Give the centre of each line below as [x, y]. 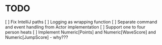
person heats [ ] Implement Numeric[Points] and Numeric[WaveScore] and [81, 32]
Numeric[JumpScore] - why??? [37, 37]
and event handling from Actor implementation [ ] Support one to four [75, 27]
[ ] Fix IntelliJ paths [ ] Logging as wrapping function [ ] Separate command [81, 22]
